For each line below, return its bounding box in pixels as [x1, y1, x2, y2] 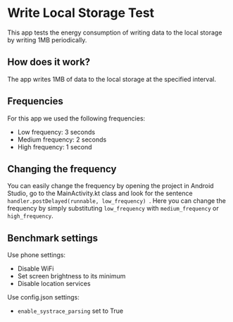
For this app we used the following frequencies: [7, 114, 146, 123]
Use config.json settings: [7, 293, 80, 302]
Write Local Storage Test [7, 5, 155, 21]
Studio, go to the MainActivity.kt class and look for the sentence [7, 189, 193, 198]
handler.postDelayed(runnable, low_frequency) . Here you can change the [7, 197, 227, 205]
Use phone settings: [7, 251, 65, 259]
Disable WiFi [17, 264, 54, 273]
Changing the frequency [7, 163, 117, 175]
